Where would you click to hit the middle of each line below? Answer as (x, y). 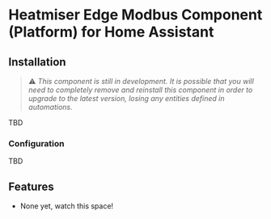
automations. (50, 107)
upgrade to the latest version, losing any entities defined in (126, 98)
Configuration (36, 143)
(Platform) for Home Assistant (111, 32)
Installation (37, 62)
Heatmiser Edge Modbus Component (135, 15)
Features (31, 186)
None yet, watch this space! (67, 206)
